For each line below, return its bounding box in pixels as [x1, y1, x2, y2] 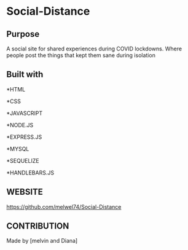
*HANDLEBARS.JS [6, 169, 54, 176]
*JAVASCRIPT [6, 109, 43, 117]
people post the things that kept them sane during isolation [6, 52, 155, 59]
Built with [6, 69, 44, 80]
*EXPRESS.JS [6, 133, 42, 141]
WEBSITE [6, 187, 43, 197]
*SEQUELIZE [6, 157, 39, 164]
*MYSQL [6, 145, 29, 152]
